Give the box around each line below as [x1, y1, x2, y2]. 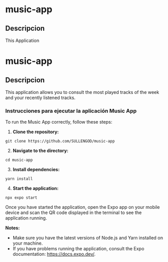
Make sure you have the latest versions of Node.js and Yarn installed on [12, 235, 163, 241]
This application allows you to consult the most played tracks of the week [5, 89, 159, 95]
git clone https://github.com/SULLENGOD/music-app [5, 139, 115, 144]
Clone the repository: [12, 129, 59, 135]
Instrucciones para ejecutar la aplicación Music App [5, 107, 137, 114]
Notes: [5, 225, 20, 231]
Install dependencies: [12, 166, 60, 173]
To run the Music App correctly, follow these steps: [5, 119, 113, 125]
